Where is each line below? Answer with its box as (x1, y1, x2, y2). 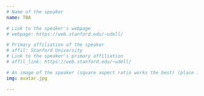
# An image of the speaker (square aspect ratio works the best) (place (6, 69, 194, 75)
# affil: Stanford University (6, 48, 83, 54)
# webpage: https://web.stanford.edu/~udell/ (6, 31, 123, 37)
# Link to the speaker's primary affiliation (6, 53, 123, 59)
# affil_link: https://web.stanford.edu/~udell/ (6, 59, 132, 65)
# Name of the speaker (6, 8, 64, 15)
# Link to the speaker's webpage (6, 25, 91, 31)
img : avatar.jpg (6, 75, 47, 82)
